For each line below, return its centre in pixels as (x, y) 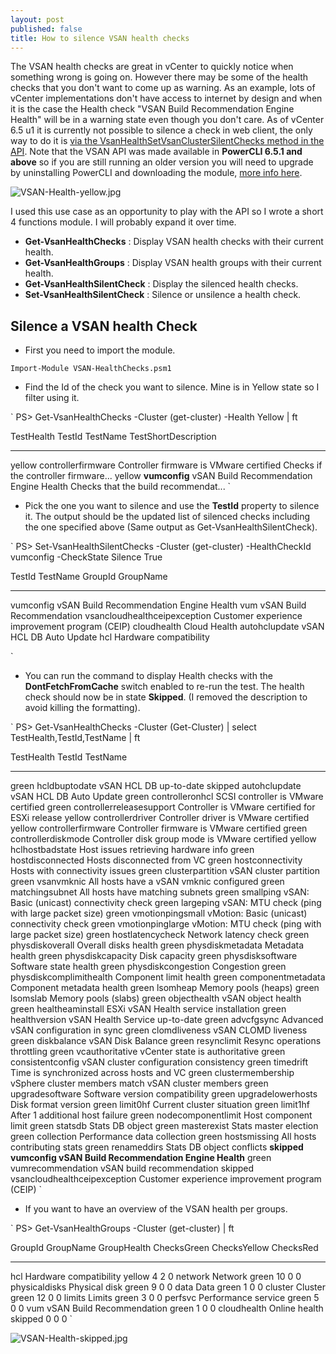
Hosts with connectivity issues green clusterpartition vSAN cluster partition (165, 871)
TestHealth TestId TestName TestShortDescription (113, 437)
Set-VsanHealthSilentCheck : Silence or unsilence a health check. (163, 295)
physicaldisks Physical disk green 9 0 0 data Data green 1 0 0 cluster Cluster (168, 1287)
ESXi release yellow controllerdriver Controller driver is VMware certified (160, 818)
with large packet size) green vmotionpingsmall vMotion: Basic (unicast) (159, 913)
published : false (46, 29)
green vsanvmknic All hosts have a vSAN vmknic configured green (147, 882)
